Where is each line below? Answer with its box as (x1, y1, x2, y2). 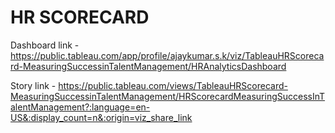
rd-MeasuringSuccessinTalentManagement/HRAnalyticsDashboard (10, 60, 287, 72)
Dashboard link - (10, 39, 80, 51)
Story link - (10, 79, 57, 91)
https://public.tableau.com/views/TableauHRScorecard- (58, 79, 288, 91)
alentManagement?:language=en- (10, 101, 151, 113)
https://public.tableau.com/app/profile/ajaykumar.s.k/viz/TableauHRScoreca (10, 49, 325, 61)
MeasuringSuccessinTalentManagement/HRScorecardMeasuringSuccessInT (10, 90, 326, 102)
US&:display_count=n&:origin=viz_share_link (10, 111, 193, 123)
